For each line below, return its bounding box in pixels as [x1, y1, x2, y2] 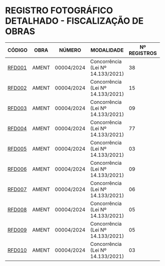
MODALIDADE [90, 47, 124, 54]
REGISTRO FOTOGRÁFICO [5, 5, 113, 16]
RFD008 [7, 206, 27, 213]
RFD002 [7, 84, 27, 91]
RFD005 [7, 145, 27, 152]
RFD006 [7, 165, 27, 172]
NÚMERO [58, 47, 82, 54]
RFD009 [7, 226, 27, 233]
